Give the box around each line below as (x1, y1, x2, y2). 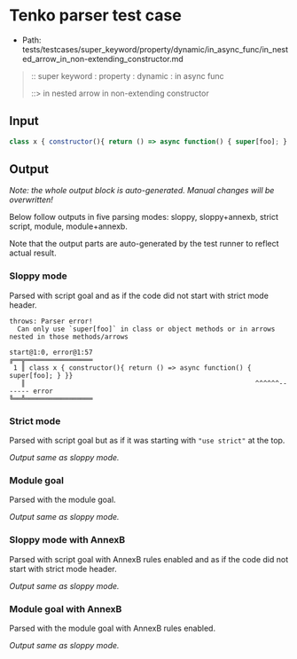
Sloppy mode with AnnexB (9, 534, 126, 546)
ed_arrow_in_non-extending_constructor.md (21, 53, 184, 64)
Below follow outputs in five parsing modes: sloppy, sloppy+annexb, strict (9, 212, 279, 223)
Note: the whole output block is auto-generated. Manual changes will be (9, 185, 275, 196)
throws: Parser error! (9, 317, 93, 326)
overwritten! (9, 194, 53, 205)
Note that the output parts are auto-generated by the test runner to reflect (9, 239, 279, 249)
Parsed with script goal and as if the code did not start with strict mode (9, 290, 269, 301)
